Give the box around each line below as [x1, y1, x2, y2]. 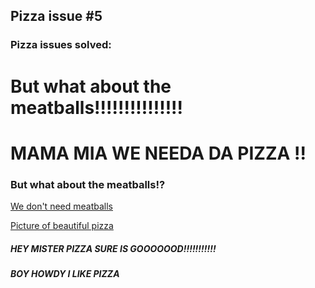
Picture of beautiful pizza [10, 219, 114, 231]
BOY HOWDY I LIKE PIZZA [10, 267, 120, 279]
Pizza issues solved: [10, 38, 112, 52]
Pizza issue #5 [10, 8, 103, 25]
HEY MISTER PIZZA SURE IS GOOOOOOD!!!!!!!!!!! [10, 242, 217, 254]
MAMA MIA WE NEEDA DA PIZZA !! [10, 142, 307, 164]
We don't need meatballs [10, 200, 113, 212]
